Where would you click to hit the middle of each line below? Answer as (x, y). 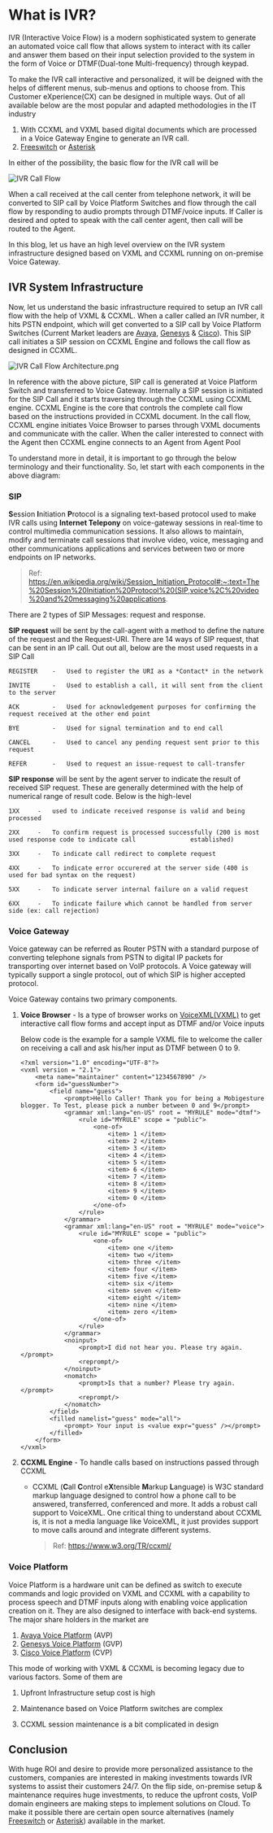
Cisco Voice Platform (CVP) (66, 1652)
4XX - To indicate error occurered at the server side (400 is (129, 868)
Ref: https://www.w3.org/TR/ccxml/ (112, 1546)
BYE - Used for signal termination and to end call (116, 729)
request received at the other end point (80, 714)
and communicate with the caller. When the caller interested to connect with (136, 434)
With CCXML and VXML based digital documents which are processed (139, 129)
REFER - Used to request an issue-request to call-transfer (127, 764)
